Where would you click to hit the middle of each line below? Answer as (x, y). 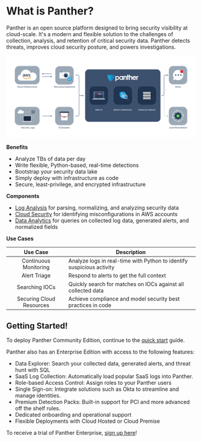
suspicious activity (91, 267)
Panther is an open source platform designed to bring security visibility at (97, 28)
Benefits (17, 147)
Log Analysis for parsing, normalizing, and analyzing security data (97, 208)
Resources (36, 305)
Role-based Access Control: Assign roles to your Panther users (93, 383)
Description (131, 252)
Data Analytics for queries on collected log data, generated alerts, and (102, 220)
